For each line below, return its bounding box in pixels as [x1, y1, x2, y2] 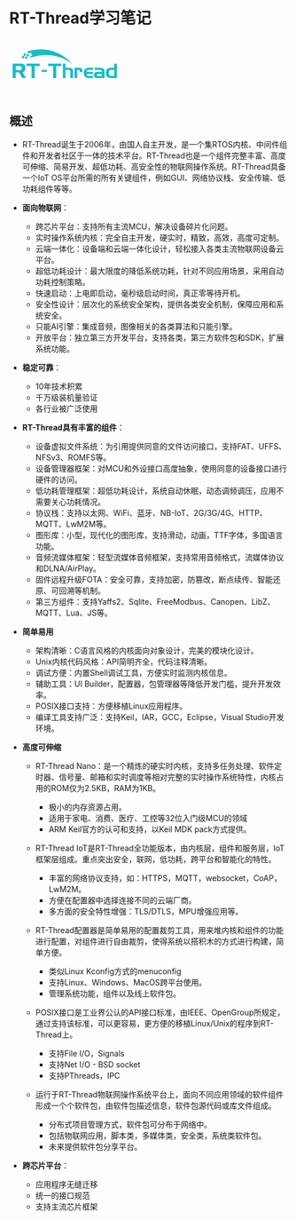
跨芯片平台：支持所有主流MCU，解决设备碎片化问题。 [35, 221, 233, 232]
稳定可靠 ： [21, 361, 62, 373]
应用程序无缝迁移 [35, 1178, 98, 1190]
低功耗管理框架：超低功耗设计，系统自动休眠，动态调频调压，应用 [35, 485, 277, 495]
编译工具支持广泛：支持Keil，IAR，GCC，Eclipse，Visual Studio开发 [35, 711, 285, 722]
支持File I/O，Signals [48, 1048, 125, 1058]
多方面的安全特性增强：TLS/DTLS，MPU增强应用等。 [48, 906, 244, 916]
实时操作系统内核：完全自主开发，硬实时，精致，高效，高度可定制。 [35, 232, 284, 242]
